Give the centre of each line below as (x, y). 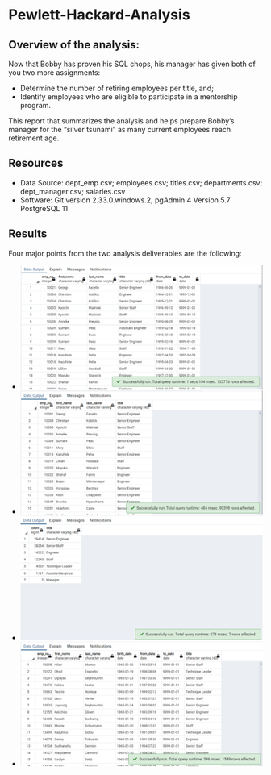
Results (28, 234)
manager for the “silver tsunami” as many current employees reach (120, 129)
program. (35, 105)
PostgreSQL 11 (44, 208)
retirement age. (34, 138)
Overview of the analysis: (74, 45)
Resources (36, 163)
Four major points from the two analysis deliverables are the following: (125, 253)
